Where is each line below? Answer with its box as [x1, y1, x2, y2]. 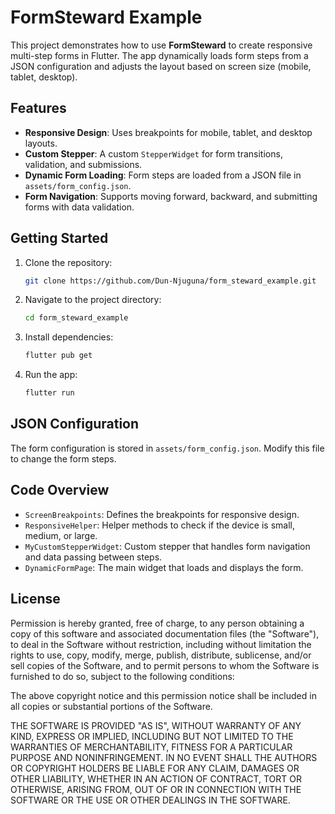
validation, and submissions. [24, 158, 143, 170]
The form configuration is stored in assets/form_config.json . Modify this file [10, 442, 325, 454]
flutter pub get [24, 351, 93, 361]
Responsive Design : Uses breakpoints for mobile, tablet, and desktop [24, 126, 313, 138]
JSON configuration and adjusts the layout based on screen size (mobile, [10, 60, 312, 72]
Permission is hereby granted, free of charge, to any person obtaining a [10, 617, 305, 629]
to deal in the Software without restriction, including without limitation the [10, 638, 312, 650]
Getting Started [10, 230, 109, 247]
